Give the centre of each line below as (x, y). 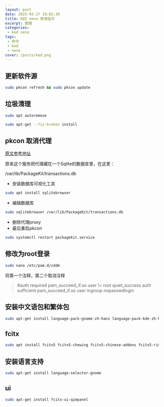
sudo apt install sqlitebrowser (38, 193)
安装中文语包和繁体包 (37, 307)
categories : (17, 28)
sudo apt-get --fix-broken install (41, 124)
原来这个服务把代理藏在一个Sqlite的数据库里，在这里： (60, 164)
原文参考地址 (18, 153)
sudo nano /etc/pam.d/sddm (32, 265)
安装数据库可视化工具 (33, 184)
